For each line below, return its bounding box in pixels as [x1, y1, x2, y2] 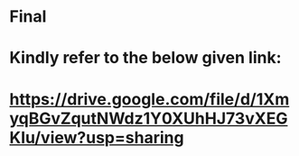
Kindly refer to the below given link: [9, 48, 282, 69]
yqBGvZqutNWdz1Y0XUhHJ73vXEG [9, 108, 288, 128]
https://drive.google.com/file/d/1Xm [9, 88, 290, 109]
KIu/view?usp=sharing [9, 127, 184, 148]
